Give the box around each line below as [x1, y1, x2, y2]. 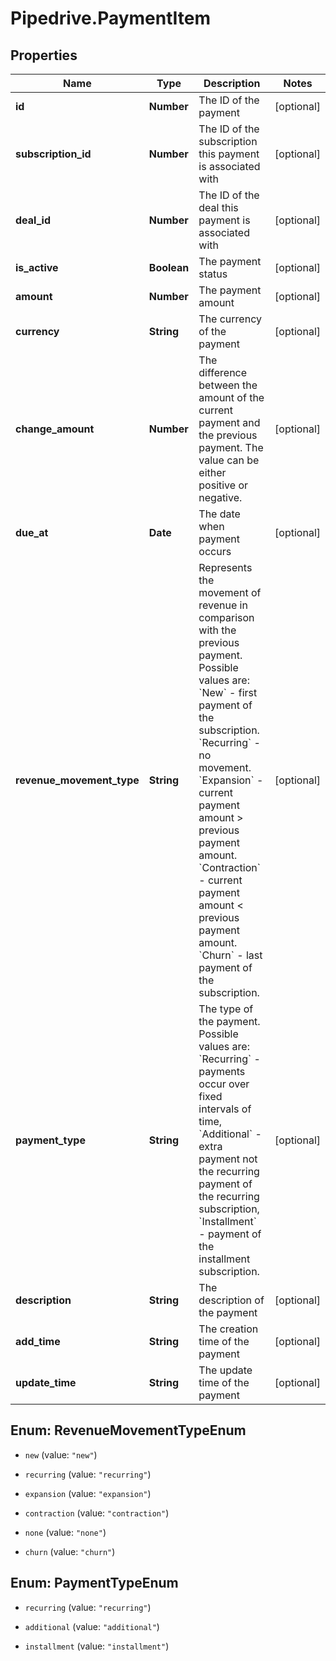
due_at [15, 526, 49, 539]
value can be [198, 453, 260, 467]
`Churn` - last [198, 948, 263, 962]
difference [198, 366, 248, 379]
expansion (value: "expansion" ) [24, 1487, 152, 1499]
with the [198, 623, 237, 637]
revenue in [198, 598, 248, 612]
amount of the [198, 391, 265, 404]
